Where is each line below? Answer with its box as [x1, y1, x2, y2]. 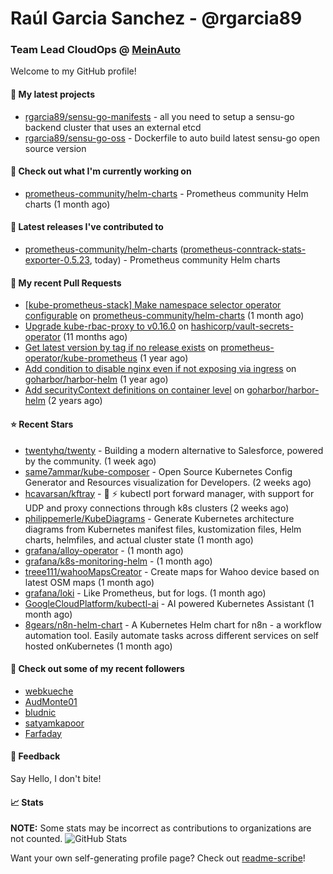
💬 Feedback [10, 750, 61, 762]
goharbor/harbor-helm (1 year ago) [24, 373, 169, 386]
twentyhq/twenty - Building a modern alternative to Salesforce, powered [24, 444, 324, 456]
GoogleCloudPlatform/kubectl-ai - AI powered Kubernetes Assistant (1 [24, 597, 315, 609]
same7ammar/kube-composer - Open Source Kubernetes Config [24, 465, 293, 477]
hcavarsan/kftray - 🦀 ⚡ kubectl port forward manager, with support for [24, 487, 315, 499]
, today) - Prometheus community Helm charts [89, 254, 281, 266]
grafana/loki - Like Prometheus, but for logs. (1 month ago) [24, 587, 267, 599]
